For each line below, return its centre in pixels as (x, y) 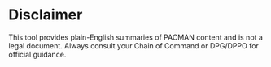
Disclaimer (46, 15)
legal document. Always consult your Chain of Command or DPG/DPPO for (133, 45)
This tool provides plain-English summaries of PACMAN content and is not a (135, 37)
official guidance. (37, 54)
